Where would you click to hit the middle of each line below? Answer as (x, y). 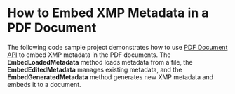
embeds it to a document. (45, 84)
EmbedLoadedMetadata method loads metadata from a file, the (100, 62)
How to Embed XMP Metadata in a (108, 13)
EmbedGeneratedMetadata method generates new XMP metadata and (110, 77)
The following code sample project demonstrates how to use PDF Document (117, 47)
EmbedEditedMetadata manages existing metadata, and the (95, 69)
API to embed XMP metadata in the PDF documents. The (89, 55)
